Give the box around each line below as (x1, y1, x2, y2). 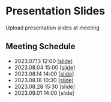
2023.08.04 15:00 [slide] (14, 64, 76, 71)
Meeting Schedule (5, 41, 76, 52)
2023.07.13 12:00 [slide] (14, 57, 73, 64)
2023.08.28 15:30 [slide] (14, 83, 76, 90)
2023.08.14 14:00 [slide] (14, 70, 74, 77)
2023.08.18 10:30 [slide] (14, 76, 74, 83)
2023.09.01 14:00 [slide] (14, 89, 74, 97)
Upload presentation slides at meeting (5, 24, 100, 31)
